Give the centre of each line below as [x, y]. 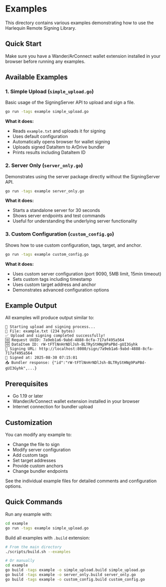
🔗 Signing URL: [21, 349]
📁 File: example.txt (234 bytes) [40, 331]
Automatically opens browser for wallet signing [61, 142]
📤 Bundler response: [28, 363]
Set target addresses [34, 461]
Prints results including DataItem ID [49, 153]
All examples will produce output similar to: [50, 318]
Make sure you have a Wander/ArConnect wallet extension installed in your [83, 56]
